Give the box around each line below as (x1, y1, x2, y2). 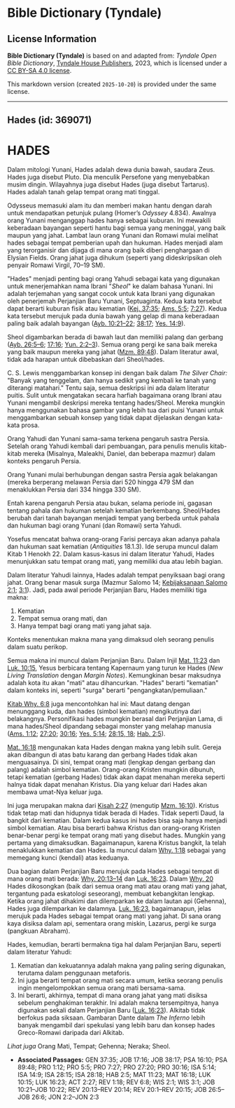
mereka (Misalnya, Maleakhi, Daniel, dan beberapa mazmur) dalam (23, 450, 215, 458)
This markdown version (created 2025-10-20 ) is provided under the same (7, 80, 217, 88)
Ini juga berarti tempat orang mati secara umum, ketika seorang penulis (17, 976, 223, 985)
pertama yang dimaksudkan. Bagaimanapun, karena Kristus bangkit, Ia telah (7, 839, 227, 847)
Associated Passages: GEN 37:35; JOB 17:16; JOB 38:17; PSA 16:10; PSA (17, 1055, 228, 1064)
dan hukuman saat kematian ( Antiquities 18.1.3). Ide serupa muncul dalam (7, 542, 218, 551)
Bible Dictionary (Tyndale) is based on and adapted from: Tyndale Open (7, 51, 217, 60)
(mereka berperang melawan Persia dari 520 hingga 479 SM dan (7, 478, 194, 487)
